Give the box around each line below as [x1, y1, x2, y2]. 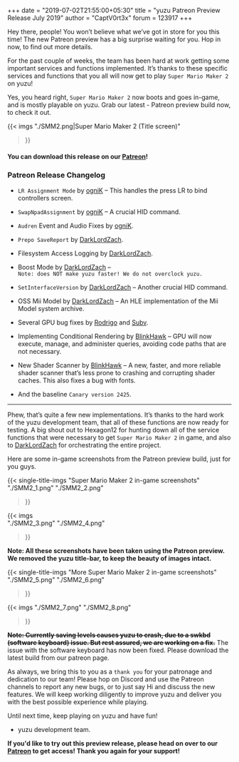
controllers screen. [17, 193, 73, 202]
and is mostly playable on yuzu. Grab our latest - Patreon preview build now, [7, 101, 231, 109]
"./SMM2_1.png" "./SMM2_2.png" [7, 483, 104, 492]
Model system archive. [17, 304, 85, 313]
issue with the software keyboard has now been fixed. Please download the [7, 646, 229, 654]
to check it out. [7, 108, 52, 116]
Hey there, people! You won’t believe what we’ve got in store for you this [7, 28, 220, 36]
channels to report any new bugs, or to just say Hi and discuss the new [7, 682, 216, 691]
